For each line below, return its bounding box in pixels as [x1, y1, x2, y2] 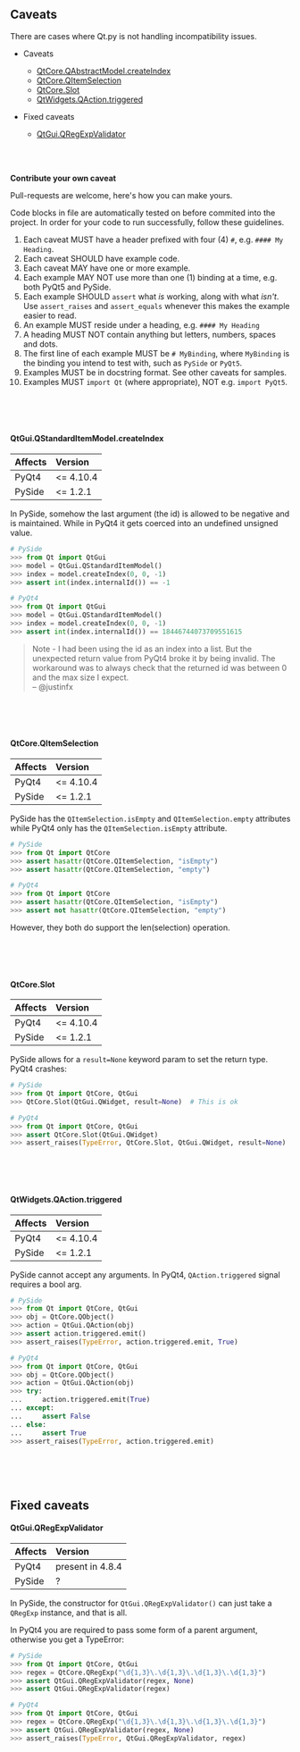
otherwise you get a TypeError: [10, 1634, 124, 1645]
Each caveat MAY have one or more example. [22, 263, 191, 273]
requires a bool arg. [10, 1278, 82, 1289]
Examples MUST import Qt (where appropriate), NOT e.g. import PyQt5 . [22, 376, 288, 387]
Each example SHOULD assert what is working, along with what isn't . [22, 290, 279, 302]
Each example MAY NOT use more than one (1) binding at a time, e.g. [22, 272, 278, 282]
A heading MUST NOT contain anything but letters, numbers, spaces [22, 329, 276, 340]
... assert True [10, 1429, 87, 1438]
